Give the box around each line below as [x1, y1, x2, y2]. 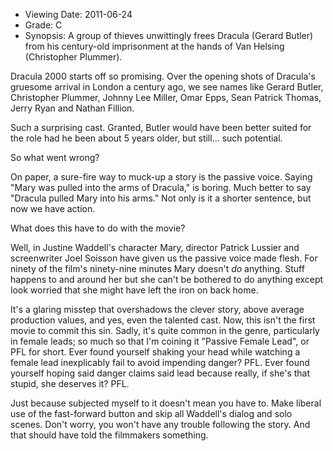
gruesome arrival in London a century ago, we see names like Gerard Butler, [10, 81, 324, 93]
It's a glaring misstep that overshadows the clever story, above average [10, 304, 305, 315]
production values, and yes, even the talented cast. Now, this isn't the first [10, 314, 316, 326]
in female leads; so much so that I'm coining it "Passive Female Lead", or [10, 335, 310, 347]
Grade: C [24, 19, 63, 31]
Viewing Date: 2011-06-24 [24, 9, 133, 20]
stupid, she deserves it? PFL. [10, 378, 130, 389]
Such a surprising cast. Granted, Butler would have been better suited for [10, 122, 312, 133]
